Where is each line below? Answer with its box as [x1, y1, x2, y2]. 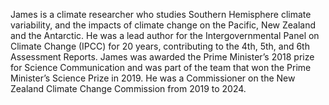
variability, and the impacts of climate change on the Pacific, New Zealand [10, 19, 316, 31]
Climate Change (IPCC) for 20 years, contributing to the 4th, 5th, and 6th [10, 40, 310, 52]
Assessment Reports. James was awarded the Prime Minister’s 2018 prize [10, 51, 315, 63]
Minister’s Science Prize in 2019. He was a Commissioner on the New [10, 72, 296, 84]
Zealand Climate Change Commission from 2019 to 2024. [10, 83, 247, 94]
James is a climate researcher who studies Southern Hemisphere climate [10, 9, 312, 20]
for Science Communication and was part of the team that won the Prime [10, 62, 312, 73]
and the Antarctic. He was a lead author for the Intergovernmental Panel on [10, 30, 320, 41]
